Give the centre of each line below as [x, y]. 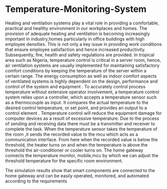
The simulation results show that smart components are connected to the [80, 170]
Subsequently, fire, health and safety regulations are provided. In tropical [80, 55]
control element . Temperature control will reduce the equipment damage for [83, 113]
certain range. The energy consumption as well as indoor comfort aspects [81, 76]
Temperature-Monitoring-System [76, 9]
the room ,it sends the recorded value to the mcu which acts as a [72, 134]
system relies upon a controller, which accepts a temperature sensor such [81, 97]
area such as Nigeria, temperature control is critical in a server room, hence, [83, 60]
